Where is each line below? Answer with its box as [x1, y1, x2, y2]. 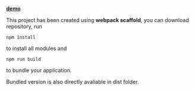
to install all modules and [6, 45, 67, 52]
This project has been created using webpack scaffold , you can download [6, 17, 189, 23]
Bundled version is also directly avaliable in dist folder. [6, 79, 139, 85]
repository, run [6, 23, 43, 30]
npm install [6, 34, 36, 40]
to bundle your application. [6, 67, 72, 74]
